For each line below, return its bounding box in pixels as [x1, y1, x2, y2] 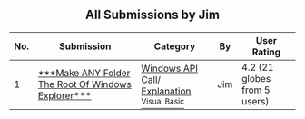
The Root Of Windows [37, 77, 132, 90]
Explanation [141, 84, 192, 97]
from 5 [241, 84, 271, 96]
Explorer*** [37, 89, 93, 102]
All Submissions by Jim [84, 7, 221, 23]
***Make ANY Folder [37, 66, 131, 79]
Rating [251, 45, 281, 58]
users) [241, 94, 270, 107]
